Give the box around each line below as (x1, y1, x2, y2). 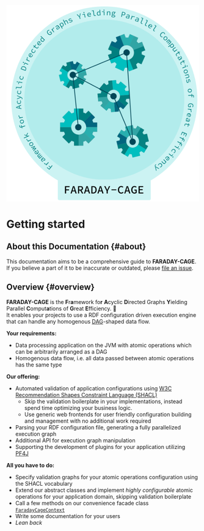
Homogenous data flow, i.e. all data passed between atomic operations (15, 354, 194, 362)
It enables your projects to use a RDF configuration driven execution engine (6, 311, 197, 319)
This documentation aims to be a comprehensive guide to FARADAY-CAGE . (6, 258, 197, 265)
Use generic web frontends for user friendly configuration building (24, 410, 192, 418)
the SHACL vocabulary (15, 480, 73, 487)
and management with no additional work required (24, 417, 151, 425)
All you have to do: (6, 461, 55, 469)
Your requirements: (6, 329, 57, 337)
